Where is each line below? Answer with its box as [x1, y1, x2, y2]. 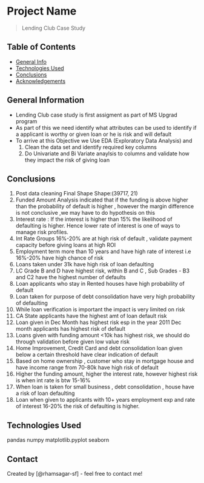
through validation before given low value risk [15, 338, 130, 345]
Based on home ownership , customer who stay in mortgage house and [15, 357, 194, 365]
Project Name [7, 4, 77, 18]
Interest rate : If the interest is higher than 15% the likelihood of [15, 215, 173, 223]
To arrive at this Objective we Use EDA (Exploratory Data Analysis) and [15, 137, 192, 144]
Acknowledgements [15, 77, 66, 84]
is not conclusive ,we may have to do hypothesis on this [15, 209, 156, 217]
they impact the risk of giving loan [24, 156, 110, 163]
